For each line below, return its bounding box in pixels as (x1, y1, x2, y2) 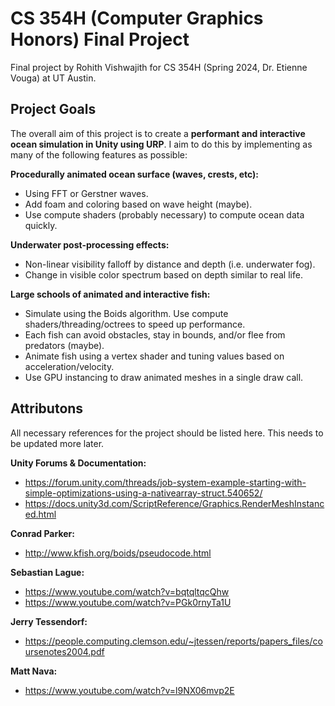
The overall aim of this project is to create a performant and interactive (10, 127, 306, 139)
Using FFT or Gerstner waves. (24, 187, 149, 199)
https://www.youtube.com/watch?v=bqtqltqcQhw (24, 585, 230, 597)
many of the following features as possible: (10, 148, 188, 161)
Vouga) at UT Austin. (10, 72, 97, 84)
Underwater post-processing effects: (10, 238, 170, 251)
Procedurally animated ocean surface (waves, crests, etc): (10, 168, 260, 180)
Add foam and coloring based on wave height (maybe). (24, 198, 253, 210)
